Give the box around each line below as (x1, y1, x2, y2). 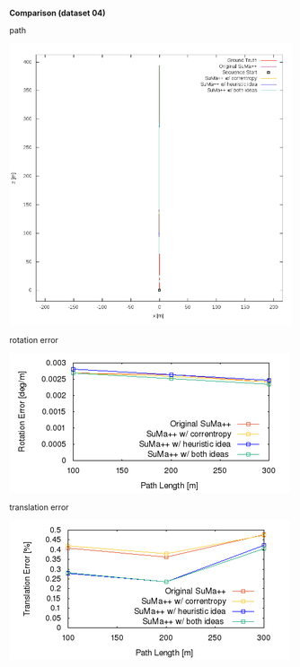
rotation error (9, 335, 58, 345)
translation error (9, 502, 69, 513)
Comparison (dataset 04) (9, 8, 106, 18)
